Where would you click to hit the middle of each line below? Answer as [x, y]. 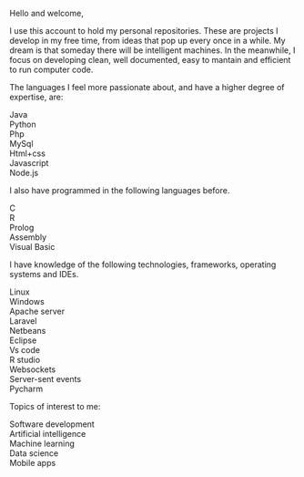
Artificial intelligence [48, 434]
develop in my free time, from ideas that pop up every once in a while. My [147, 41]
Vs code [25, 350]
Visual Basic [32, 247]
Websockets [33, 369]
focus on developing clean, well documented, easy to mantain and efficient [150, 60]
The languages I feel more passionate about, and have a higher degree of [147, 87]
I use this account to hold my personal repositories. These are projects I [144, 31]
